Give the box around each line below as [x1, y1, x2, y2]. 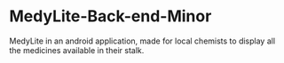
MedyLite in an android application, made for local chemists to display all [9, 35, 276, 46]
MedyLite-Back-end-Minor [9, 6, 212, 27]
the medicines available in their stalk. [9, 44, 145, 55]
